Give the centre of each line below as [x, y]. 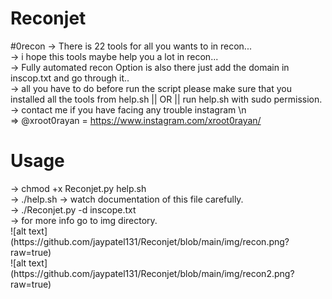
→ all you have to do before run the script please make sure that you [151, 88]
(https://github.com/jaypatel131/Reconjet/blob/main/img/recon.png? [150, 241]
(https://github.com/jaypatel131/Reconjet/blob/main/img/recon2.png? [152, 273]
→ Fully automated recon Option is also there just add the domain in [150, 67]
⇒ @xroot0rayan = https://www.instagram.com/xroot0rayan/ [136, 120]
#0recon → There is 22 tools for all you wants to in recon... [131, 46]
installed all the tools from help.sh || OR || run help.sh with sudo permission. [166, 99]
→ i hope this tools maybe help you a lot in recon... [114, 56]
